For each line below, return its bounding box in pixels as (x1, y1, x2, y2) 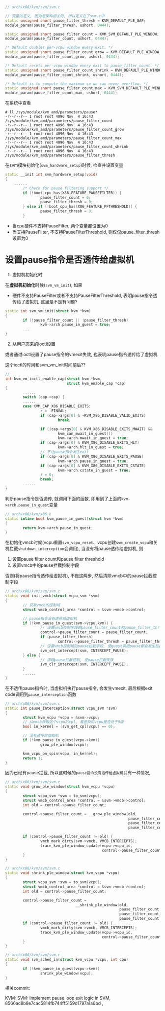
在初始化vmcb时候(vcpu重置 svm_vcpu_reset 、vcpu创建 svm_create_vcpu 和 (5, 540, 154, 545)
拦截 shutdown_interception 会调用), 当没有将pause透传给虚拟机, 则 (9, 545, 143, 552)
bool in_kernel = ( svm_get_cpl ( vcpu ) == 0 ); (23, 724, 115, 729)
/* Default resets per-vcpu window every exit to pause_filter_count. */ (5, 63, 160, 68)
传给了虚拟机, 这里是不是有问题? (12, 298, 78, 304)
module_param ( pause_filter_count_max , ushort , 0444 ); (5, 90, 118, 96)
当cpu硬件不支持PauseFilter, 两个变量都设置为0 (12, 222, 108, 229)
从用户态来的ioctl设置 (12, 341, 55, 347)
